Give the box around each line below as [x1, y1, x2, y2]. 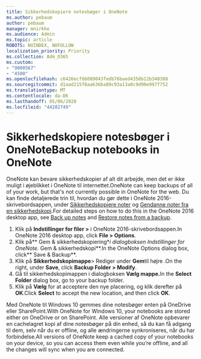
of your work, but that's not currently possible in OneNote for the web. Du [6, 188, 190, 196]
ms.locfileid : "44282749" [6, 104, 71, 110]
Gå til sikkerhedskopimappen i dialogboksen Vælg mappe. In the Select [14, 270, 192, 278]
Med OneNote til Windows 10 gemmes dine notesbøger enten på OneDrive [6, 301, 191, 308]
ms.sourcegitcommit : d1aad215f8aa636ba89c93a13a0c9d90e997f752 [6, 82, 169, 88]
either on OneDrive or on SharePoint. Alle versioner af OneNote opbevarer [6, 314, 190, 321]
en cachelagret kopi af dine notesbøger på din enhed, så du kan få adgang [6, 320, 191, 328]
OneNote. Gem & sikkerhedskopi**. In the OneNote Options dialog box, [14, 245, 190, 252]
